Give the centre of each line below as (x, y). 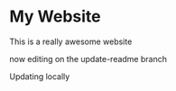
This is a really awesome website (71, 41)
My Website (55, 17)
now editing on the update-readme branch (88, 59)
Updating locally (40, 76)
